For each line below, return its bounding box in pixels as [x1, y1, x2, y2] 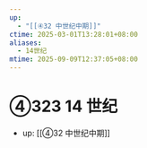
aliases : [9, 38, 42, 48]
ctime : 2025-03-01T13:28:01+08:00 [9, 30, 139, 39]
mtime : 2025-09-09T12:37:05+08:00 [9, 55, 139, 64]
